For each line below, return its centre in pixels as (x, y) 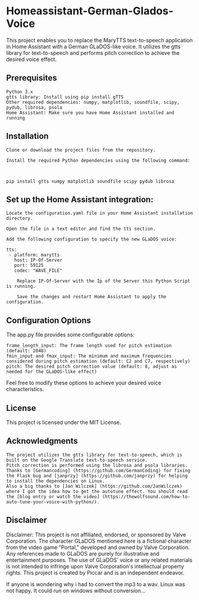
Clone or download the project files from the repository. (81, 150)
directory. (20, 219)
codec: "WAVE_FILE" (38, 271)
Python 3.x (20, 92)
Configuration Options (49, 320)
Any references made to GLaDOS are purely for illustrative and (83, 553)
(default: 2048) (26, 351)
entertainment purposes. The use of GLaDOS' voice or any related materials (99, 560)
